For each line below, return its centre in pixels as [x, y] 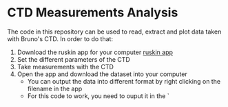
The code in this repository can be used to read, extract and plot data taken [114, 32]
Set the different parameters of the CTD [74, 59]
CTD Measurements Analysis [93, 13]
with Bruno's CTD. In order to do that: [60, 38]
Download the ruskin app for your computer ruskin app [95, 52]
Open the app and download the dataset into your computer [102, 74]
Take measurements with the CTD [65, 67]
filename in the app [55, 88]
